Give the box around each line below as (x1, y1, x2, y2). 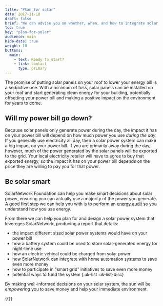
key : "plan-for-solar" (5, 30, 51, 35)
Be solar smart (5, 177, 50, 186)
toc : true (5, 25, 25, 30)
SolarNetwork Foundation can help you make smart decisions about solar (5, 191, 153, 196)
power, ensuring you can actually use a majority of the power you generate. (5, 195, 157, 201)
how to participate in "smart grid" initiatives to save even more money (12, 266, 153, 272)
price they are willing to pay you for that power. (5, 163, 100, 169)
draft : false (5, 16, 32, 21)
